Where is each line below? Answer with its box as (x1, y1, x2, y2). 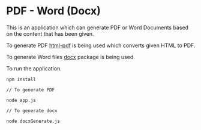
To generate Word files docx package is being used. (6, 53, 135, 60)
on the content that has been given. (6, 30, 94, 37)
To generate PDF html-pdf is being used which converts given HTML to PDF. (6, 42, 196, 49)
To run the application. (6, 64, 62, 72)
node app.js (6, 97, 36, 103)
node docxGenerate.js (6, 118, 61, 124)
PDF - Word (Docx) (6, 4, 101, 18)
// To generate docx (6, 107, 58, 114)
